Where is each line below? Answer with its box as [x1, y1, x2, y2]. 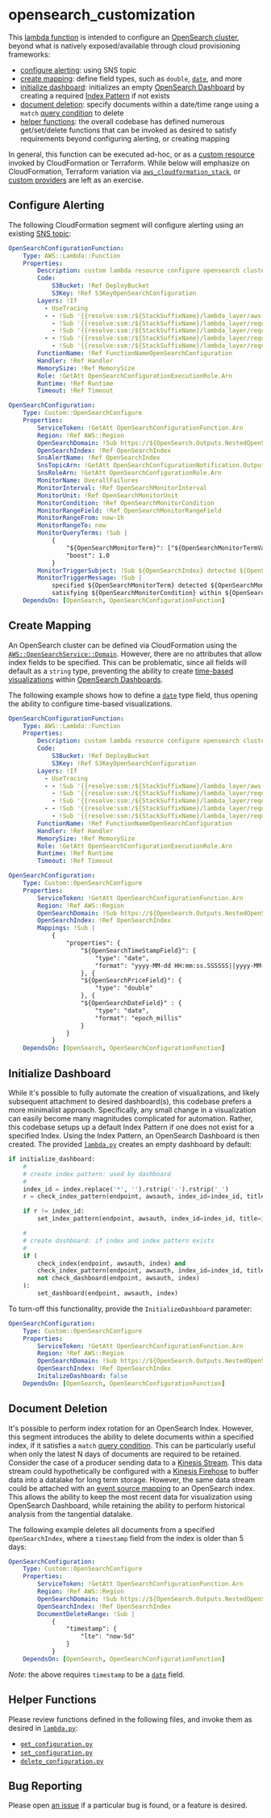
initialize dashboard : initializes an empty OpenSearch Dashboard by [19, 82, 245, 92]
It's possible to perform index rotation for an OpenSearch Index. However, [8, 1423, 254, 1433]
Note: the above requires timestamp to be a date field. [8, 1669, 186, 1679]
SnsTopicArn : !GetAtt [37, 462, 110, 470]
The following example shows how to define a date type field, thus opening [8, 690, 258, 700]
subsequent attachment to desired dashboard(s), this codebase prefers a [8, 1096, 252, 1106]
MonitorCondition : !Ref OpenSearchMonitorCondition [37, 499, 215, 507]
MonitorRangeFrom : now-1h [37, 514, 125, 522]
